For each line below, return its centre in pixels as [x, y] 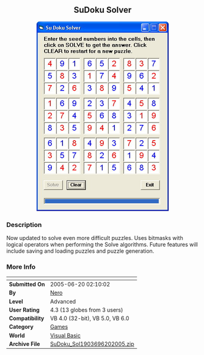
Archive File [24, 344]
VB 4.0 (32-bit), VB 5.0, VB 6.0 [89, 318]
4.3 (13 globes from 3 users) [86, 310]
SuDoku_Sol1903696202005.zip [92, 344]
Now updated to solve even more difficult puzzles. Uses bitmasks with [95, 238]
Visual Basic [65, 335]
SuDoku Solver [103, 10]
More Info [21, 267]
